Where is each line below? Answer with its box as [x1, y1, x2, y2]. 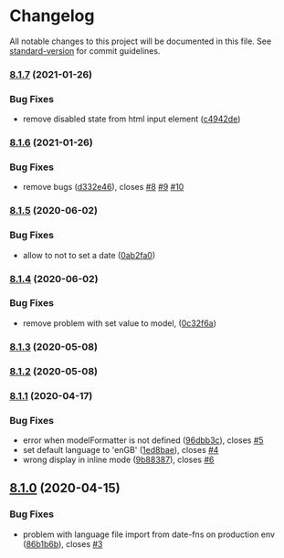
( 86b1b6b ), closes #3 [22, 538, 103, 549]
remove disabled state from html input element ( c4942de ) [22, 113, 241, 124]
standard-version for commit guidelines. [9, 45, 161, 56]
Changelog [9, 5, 95, 26]
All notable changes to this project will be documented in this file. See [9, 36, 272, 47]
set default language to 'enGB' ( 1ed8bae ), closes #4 [22, 444, 219, 455]
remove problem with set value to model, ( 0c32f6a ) [22, 317, 217, 329]
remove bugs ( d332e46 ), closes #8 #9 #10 [22, 182, 184, 193]
